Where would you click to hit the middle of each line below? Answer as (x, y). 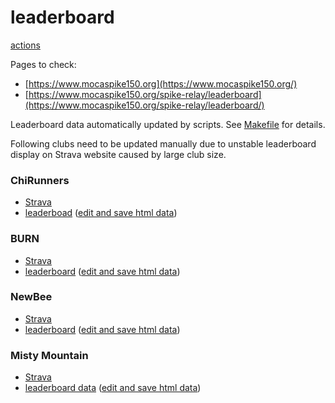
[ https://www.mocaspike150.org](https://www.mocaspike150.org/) (161, 83)
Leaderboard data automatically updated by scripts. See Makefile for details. (168, 124)
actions (25, 45)
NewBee (31, 297)
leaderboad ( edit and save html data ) (101, 213)
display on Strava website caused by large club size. (118, 154)
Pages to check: (43, 64)
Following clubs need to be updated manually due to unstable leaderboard (163, 143)
